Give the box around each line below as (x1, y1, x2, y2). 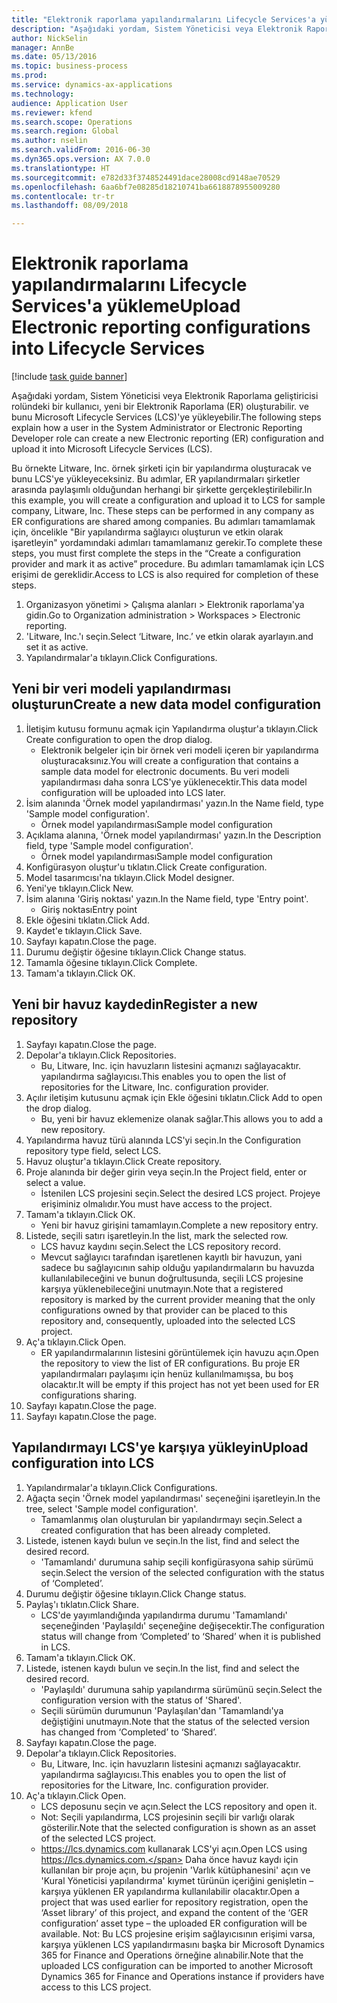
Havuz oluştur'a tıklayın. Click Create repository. (25, 1155, 223, 1167)
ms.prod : (11, 71, 48, 81)
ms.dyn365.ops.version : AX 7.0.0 (11, 154, 151, 164)
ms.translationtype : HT (11, 163, 111, 173)
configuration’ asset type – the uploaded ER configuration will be (40, 1917, 308, 1929)
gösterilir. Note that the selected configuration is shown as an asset (40, 1821, 317, 1833)
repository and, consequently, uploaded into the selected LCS (40, 1314, 296, 1326)
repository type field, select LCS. (25, 1144, 162, 1156)
